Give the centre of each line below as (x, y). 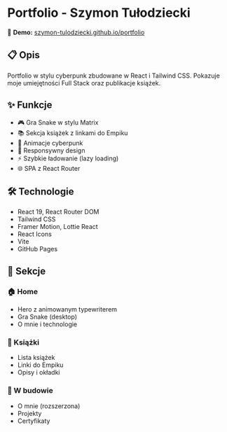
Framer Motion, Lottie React (57, 227)
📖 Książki (23, 342)
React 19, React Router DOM (58, 212)
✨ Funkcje (30, 105)
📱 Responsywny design (51, 150)
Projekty (29, 413)
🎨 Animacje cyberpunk (50, 143)
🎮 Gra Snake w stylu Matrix (58, 122)
